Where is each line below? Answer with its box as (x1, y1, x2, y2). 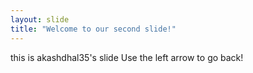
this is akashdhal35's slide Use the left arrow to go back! (10, 51, 244, 63)
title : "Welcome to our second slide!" (10, 24, 177, 34)
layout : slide (10, 14, 70, 25)
